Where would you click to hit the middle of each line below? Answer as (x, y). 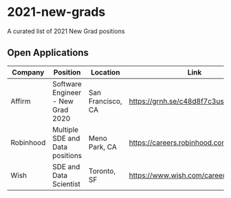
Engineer (67, 92)
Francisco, (105, 101)
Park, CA (102, 147)
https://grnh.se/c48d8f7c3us (177, 101)
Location (105, 72)
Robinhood (28, 142)
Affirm (21, 101)
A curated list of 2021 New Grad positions (66, 31)
